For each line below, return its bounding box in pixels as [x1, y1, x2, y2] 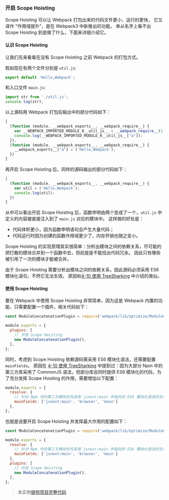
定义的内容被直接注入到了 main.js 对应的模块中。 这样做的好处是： [5, 216, 144, 222]
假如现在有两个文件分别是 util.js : [5, 64, 77, 71]
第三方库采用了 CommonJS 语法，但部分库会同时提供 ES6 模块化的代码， [5, 369, 157, 375]
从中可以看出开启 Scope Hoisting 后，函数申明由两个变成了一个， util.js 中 [5, 209, 162, 216]
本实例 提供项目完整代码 [17, 489, 66, 495]
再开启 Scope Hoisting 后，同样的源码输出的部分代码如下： [5, 166, 128, 172]
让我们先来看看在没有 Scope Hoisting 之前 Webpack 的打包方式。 [5, 54, 141, 60]
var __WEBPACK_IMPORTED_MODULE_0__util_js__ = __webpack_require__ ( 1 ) [14, 128, 165, 133]
